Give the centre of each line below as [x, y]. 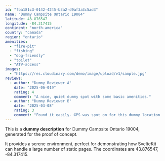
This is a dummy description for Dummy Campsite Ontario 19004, [72, 129]
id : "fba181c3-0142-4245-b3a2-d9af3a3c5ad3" [52, 10]
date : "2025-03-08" [34, 106]
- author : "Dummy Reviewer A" [41, 83]
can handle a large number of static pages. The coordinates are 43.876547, [82, 149]
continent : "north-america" [34, 28]
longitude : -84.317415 [28, 23]
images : [13, 69]
